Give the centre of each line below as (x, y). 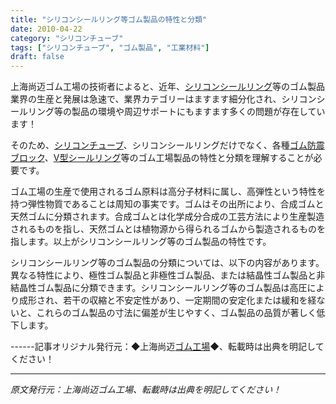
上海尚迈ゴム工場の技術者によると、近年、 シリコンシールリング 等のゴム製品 (168, 87)
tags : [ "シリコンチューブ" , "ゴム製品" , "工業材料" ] (110, 47)
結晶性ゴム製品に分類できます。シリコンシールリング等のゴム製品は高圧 (159, 288)
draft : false (37, 57)
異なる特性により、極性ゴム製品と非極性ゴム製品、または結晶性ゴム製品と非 (168, 275)
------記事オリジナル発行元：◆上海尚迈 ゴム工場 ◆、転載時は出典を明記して (167, 347)
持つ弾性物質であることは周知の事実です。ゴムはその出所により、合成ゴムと (167, 204)
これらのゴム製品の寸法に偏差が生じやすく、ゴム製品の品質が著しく (176, 313)
